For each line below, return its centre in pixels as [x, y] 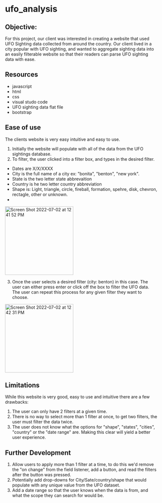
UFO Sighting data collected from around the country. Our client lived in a [78, 44]
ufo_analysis [31, 9]
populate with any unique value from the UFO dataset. [66, 485]
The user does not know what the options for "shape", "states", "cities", [83, 427]
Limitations [22, 385]
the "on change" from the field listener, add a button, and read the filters [84, 470]
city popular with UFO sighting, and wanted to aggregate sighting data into [80, 49]
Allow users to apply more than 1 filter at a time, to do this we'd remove [83, 465]
